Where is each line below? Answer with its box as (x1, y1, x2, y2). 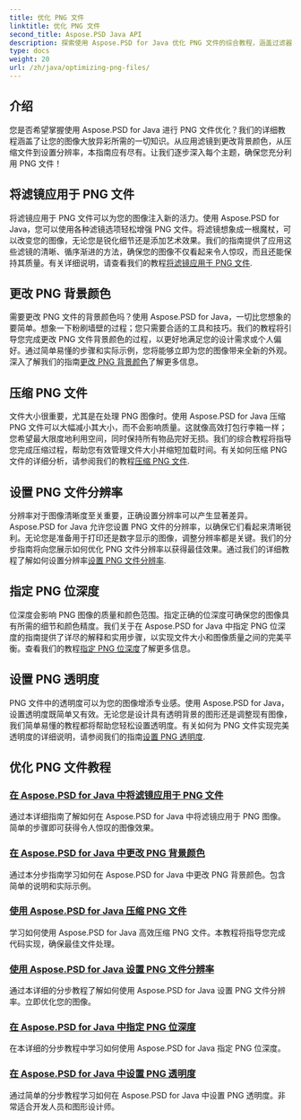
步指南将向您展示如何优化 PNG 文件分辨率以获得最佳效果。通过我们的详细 (9, 543, 282, 554)
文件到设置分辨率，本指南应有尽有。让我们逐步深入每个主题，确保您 (16, 146, 269, 157)
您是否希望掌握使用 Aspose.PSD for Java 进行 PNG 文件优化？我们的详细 (9, 124, 278, 135)
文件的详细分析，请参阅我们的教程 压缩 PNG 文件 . (9, 455, 190, 467)
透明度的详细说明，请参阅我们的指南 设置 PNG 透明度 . (9, 731, 206, 742)
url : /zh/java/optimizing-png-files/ (9, 64, 150, 73)
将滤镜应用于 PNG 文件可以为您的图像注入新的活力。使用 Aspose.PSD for (9, 212, 279, 223)
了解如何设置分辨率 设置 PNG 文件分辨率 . (16, 554, 167, 566)
